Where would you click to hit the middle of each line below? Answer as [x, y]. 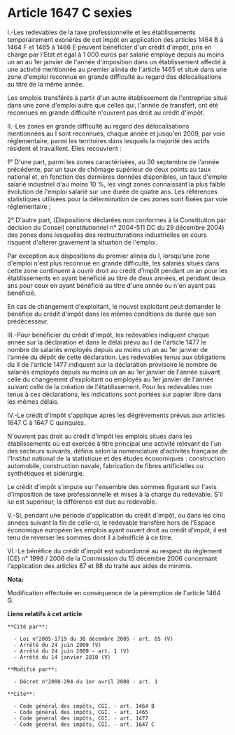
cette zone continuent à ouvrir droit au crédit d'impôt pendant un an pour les [117, 270]
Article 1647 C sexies [70, 13]
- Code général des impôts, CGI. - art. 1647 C [84, 725]
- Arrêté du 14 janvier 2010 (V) [62, 657]
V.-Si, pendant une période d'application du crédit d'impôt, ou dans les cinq [116, 515]
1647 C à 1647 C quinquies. [47, 422]
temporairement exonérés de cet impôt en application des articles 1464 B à [115, 39]
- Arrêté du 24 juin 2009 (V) [57, 645]
